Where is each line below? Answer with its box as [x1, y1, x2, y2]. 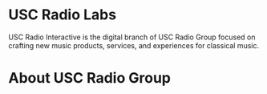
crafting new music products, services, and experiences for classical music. [8, 40, 259, 50]
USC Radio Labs [8, 6, 117, 24]
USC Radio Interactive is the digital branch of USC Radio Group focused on [8, 32, 256, 42]
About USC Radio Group [8, 69, 171, 88]
